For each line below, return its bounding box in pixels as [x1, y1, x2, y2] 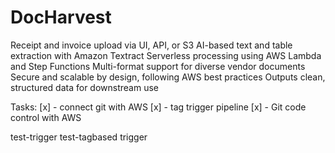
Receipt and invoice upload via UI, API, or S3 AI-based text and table [10, 39, 293, 51]
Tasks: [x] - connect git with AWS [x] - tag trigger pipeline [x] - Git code [10, 101, 307, 113]
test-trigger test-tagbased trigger [10, 131, 148, 143]
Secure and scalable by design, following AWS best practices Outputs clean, [10, 71, 326, 83]
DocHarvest [10, 6, 112, 29]
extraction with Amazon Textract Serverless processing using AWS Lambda [10, 49, 322, 61]
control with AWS [10, 111, 82, 123]
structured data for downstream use [10, 81, 159, 93]
